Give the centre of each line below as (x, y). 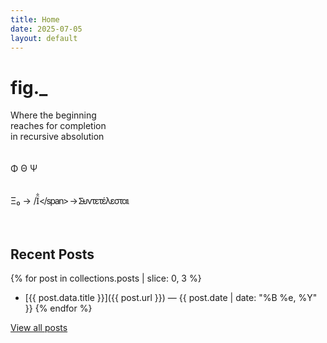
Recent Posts (52, 254)
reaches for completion (58, 126)
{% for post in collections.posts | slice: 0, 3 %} (106, 278)
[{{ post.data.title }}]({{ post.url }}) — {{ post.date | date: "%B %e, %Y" (171, 298)
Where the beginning (53, 115)
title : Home (35, 19)
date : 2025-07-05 (46, 29)
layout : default (44, 38)
